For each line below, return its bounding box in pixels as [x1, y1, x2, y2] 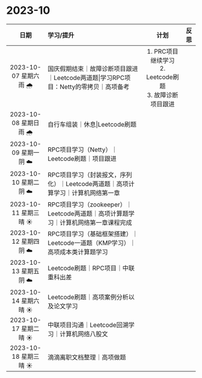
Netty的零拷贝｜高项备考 [60, 82, 130, 91]
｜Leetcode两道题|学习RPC [47, 73, 125, 82]
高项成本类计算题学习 [47, 248, 108, 256]
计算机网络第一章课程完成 [60, 218, 132, 226]
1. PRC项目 [147, 47, 179, 55]
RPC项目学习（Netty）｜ [47, 146, 118, 154]
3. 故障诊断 [147, 91, 179, 99]
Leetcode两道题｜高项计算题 [47, 209, 129, 217]
